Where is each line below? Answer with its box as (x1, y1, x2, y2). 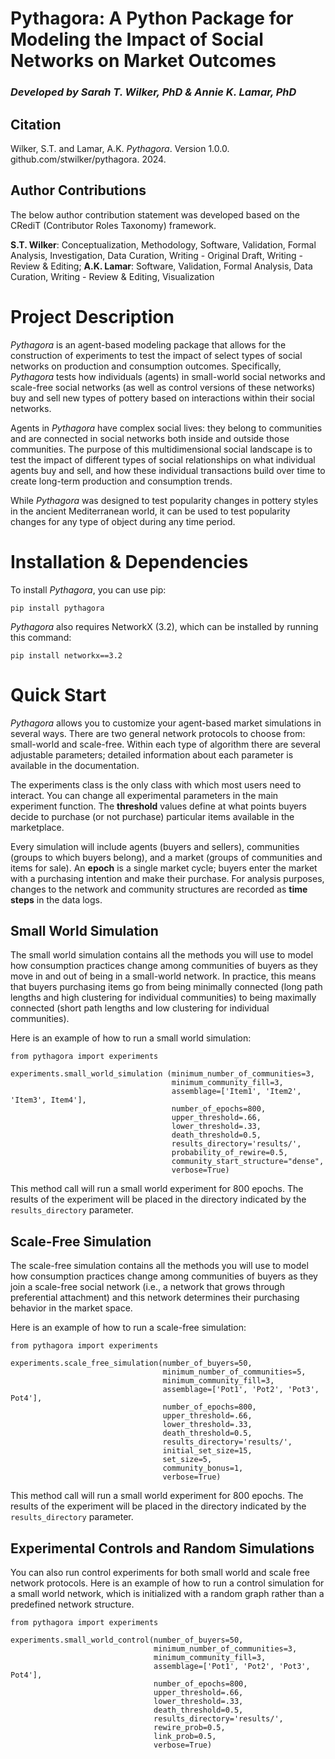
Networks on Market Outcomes (10, 50, 277, 72)
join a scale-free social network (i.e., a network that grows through (10, 1281, 285, 1293)
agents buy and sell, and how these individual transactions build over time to (10, 464, 326, 476)
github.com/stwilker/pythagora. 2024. (10, 153, 167, 165)
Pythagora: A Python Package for (10, 7, 294, 30)
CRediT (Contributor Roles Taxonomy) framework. (10, 219, 217, 231)
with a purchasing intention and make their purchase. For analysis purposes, (10, 872, 325, 884)
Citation (10, 116, 62, 133)
